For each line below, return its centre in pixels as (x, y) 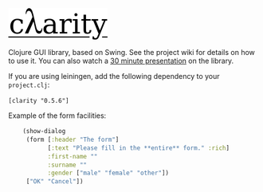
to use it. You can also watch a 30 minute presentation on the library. (121, 61)
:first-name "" (73, 156)
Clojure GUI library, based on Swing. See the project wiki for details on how (131, 52)
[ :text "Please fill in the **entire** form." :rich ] (138, 148)
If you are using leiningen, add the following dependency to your (114, 76)
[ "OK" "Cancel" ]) (55, 182)
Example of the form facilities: (57, 116)
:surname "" (67, 165)
